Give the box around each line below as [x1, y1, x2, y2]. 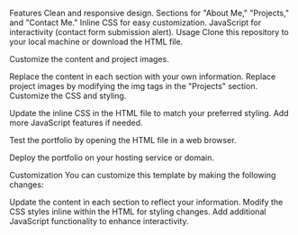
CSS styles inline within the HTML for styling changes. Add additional [9, 206, 266, 217]
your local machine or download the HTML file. [9, 36, 184, 47]
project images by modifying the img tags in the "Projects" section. [9, 81, 258, 91]
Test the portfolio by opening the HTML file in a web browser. [9, 135, 237, 145]
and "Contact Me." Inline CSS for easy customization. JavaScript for [9, 17, 262, 28]
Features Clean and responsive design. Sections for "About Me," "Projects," [9, 8, 290, 18]
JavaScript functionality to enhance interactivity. [9, 216, 189, 226]
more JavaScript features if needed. [9, 117, 143, 128]
